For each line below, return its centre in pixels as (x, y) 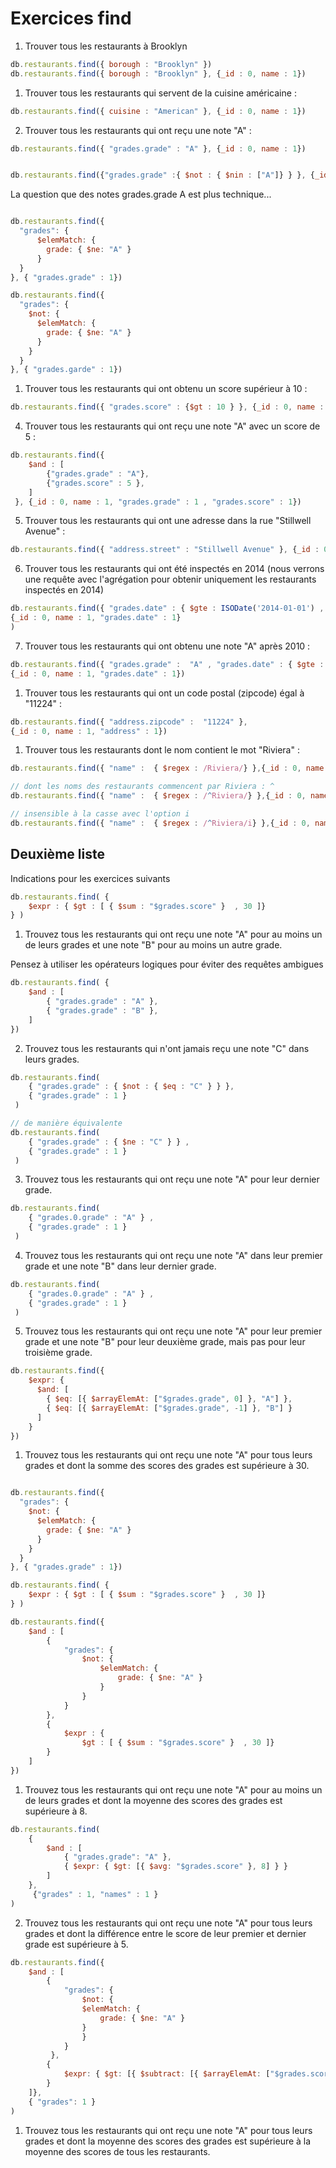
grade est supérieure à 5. (76, 1944)
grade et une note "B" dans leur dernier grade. (120, 1266)
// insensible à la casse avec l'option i (100, 814)
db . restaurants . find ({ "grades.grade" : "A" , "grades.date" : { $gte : (167, 664)
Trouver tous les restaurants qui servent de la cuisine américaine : (160, 93)
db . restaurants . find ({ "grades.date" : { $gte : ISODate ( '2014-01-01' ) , (167, 608)
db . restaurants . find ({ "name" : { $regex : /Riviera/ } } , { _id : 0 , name (167, 768)
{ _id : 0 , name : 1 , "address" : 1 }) (89, 731)
